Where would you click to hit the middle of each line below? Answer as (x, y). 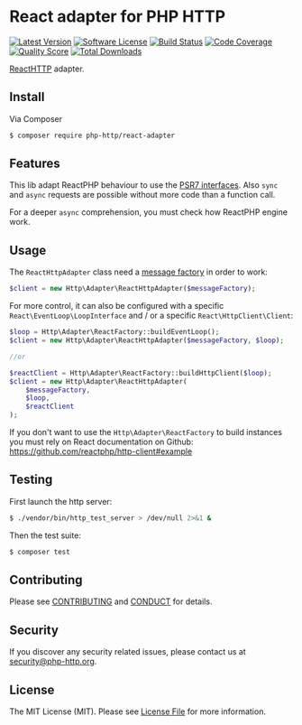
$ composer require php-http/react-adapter (92, 135)
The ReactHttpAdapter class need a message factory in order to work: (139, 272)
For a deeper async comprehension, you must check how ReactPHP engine (149, 212)
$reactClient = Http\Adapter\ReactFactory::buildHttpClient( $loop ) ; (141, 373)
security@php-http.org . (53, 662)
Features (35, 164)
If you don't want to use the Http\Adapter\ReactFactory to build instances (146, 432)
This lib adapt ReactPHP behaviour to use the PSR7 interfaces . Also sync (144, 185)
